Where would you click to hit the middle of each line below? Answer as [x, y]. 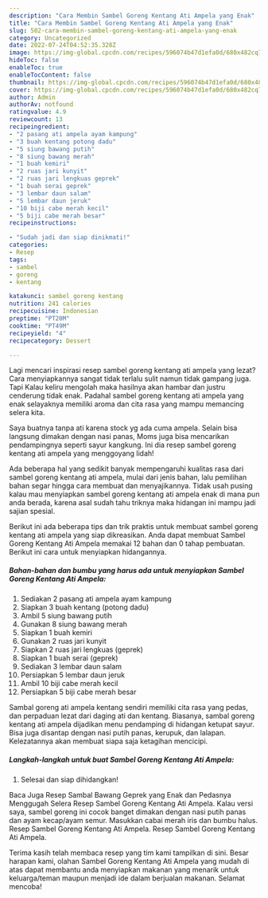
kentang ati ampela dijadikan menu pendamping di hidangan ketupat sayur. [132, 724]
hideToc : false [34, 61]
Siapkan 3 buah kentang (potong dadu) [85, 607]
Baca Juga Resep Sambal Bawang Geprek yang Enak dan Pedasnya [120, 795]
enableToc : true [36, 68]
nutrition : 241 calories [50, 304]
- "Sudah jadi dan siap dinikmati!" [70, 237]
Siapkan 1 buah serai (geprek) [69, 658]
